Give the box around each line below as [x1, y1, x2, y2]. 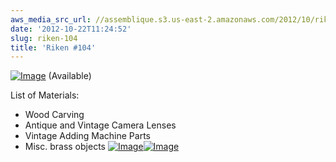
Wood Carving [24, 109, 85, 121]
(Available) [48, 70, 92, 82]
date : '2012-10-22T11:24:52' [10, 24, 132, 34]
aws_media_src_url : [10, 14, 92, 25]
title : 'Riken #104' [10, 42, 97, 53]
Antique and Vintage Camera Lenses [24, 119, 177, 131]
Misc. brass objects [24, 141, 106, 153]
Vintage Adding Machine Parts [24, 130, 151, 142]
